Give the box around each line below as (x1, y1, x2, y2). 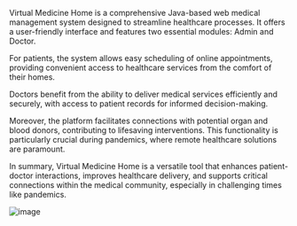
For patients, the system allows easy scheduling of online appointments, (9, 53, 273, 63)
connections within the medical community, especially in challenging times (9, 180, 282, 190)
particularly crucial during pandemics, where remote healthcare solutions (9, 135, 277, 144)
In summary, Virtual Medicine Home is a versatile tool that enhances (9, 161, 258, 171)
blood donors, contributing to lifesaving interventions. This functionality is (9, 125, 279, 136)
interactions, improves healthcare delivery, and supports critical (35, 170, 269, 181)
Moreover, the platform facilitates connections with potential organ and (9, 115, 269, 126)
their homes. (9, 72, 56, 82)
